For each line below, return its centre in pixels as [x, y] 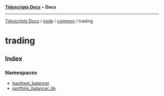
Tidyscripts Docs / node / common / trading [49, 21]
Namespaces [21, 73]
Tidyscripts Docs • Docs [31, 7]
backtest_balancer [31, 83]
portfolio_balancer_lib [34, 88]
